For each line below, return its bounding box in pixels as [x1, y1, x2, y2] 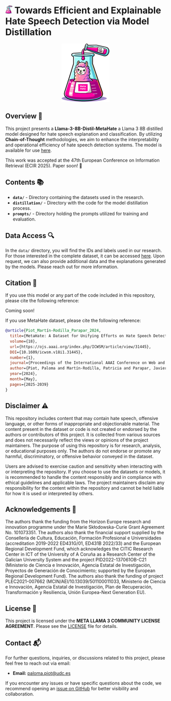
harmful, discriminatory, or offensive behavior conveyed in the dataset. [5, 453, 154, 459]
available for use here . [5, 147, 52, 153]
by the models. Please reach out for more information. [5, 264, 119, 270]
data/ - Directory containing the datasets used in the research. [12, 194, 144, 200]
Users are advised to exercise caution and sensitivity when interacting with [5, 463, 163, 469]
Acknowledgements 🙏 [5, 505, 77, 514]
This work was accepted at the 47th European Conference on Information [5, 157, 160, 163]
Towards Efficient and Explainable [14, 5, 161, 16]
